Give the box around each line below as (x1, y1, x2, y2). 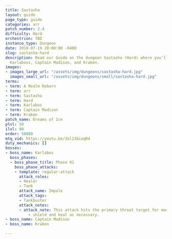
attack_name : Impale (18, 188, 63, 193)
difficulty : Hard (5, 31, 42, 36)
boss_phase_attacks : (14, 164, 58, 169)
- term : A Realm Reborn (5, 83, 56, 89)
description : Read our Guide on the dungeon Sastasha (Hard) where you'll (5, 55, 168, 60)
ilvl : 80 (5, 126, 24, 132)
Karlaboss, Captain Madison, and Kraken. (10, 60, 100, 65)
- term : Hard (5, 98, 33, 103)
